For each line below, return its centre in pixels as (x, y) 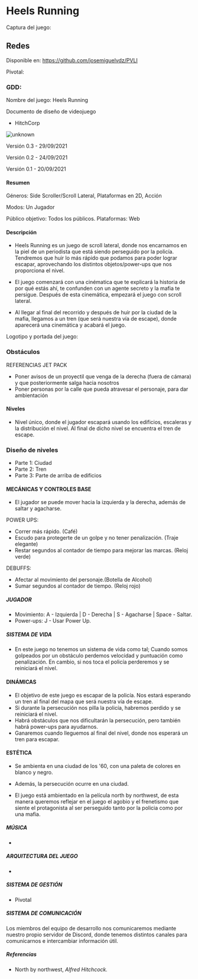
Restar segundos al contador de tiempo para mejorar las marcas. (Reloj (101, 550)
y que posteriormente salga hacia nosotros (67, 382)
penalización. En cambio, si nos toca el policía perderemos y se (92, 662)
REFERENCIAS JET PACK (37, 365)
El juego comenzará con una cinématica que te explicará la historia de (100, 282)
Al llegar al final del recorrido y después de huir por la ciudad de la (96, 312)
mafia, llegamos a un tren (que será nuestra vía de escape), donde (96, 319)
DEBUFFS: (19, 568)
